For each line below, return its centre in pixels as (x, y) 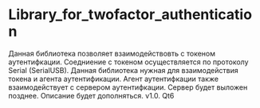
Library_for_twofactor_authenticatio (130, 15)
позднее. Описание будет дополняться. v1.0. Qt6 (91, 95)
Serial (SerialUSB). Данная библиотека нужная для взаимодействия (123, 70)
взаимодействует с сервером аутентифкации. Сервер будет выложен (128, 87)
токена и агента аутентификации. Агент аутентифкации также (114, 79)
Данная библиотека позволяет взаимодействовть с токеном (112, 53)
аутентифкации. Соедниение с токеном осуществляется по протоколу (128, 62)
